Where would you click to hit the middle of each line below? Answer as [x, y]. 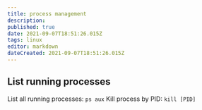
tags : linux [25, 40]
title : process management [47, 14]
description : [26, 20]
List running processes [59, 82]
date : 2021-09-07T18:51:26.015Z [55, 33]
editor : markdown [33, 47]
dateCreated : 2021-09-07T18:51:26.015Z [66, 54]
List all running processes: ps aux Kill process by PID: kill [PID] [102, 99]
